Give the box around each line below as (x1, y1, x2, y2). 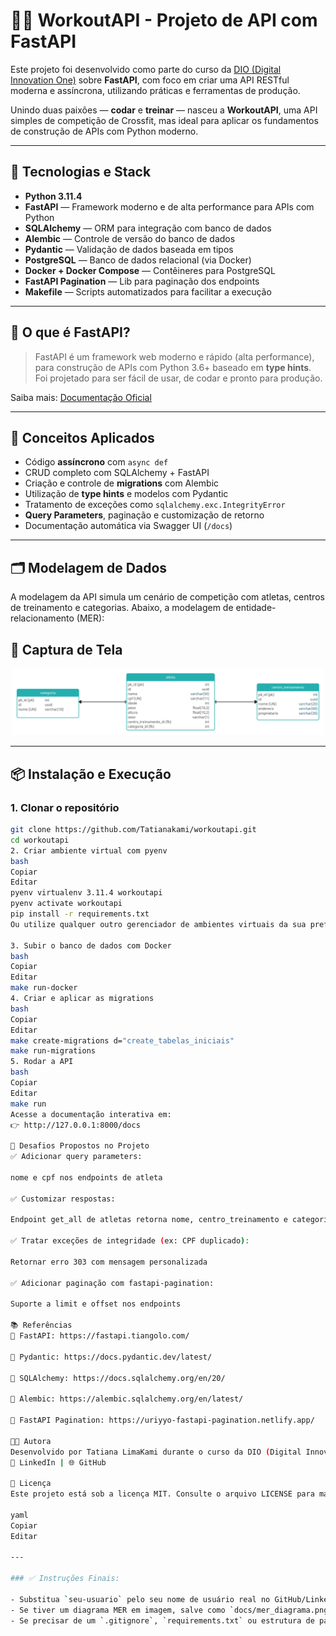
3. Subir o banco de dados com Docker (10, 940, 172, 951)
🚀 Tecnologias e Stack (10, 164, 152, 181)
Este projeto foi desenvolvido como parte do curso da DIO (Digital (10, 63, 282, 75)
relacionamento (10, 612, 75, 624)
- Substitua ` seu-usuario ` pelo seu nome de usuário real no (10, 1594, 271, 1604)
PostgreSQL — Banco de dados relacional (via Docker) (24, 254, 252, 266)
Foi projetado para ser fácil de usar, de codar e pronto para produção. (34, 372, 323, 384)
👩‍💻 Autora (10, 1436, 52, 1446)
